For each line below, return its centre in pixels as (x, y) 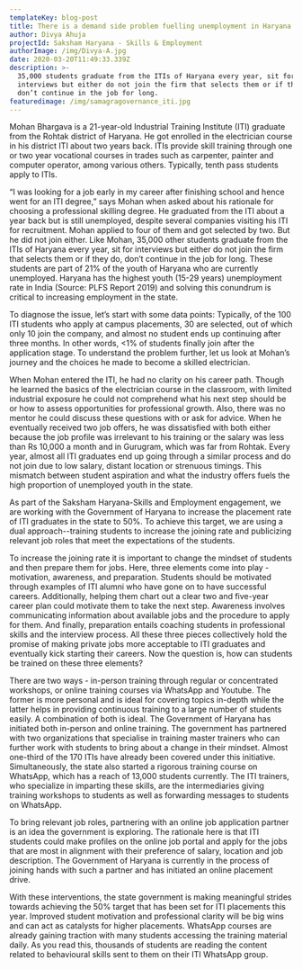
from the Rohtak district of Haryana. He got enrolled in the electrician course (151, 137)
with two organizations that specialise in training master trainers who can (145, 738)
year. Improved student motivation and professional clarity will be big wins (147, 916)
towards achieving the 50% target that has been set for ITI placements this (147, 907)
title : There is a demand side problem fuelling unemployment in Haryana (151, 26)
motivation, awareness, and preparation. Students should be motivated (141, 578)
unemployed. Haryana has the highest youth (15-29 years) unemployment (146, 278)
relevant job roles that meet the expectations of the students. (122, 541)
